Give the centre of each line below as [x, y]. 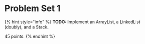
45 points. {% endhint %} [30, 36]
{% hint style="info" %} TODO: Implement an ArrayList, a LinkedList [72, 22]
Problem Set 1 [33, 8]
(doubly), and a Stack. [27, 27]
